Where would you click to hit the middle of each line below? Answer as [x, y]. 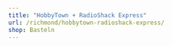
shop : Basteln [32, 30]
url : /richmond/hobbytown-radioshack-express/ [86, 23]
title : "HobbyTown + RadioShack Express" [78, 15]
